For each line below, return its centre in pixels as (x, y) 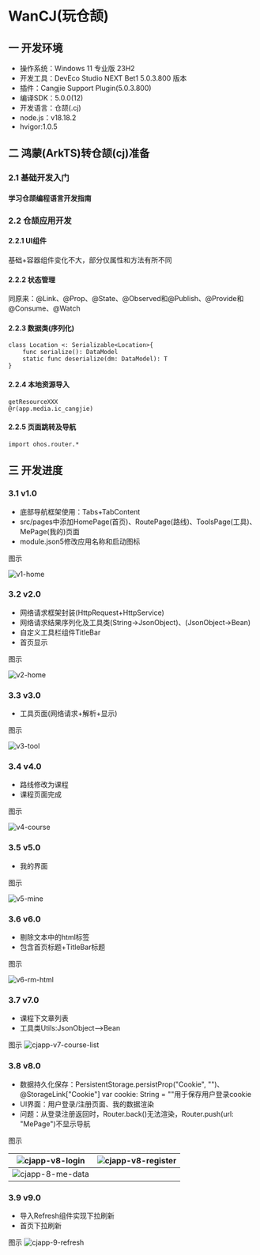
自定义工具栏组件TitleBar (60, 632)
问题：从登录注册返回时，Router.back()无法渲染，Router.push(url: (127, 1114)
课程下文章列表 (44, 1018)
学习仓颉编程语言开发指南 (50, 198)
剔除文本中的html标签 (55, 937)
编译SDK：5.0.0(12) (51, 98)
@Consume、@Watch (44, 308)
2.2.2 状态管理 (32, 279)
